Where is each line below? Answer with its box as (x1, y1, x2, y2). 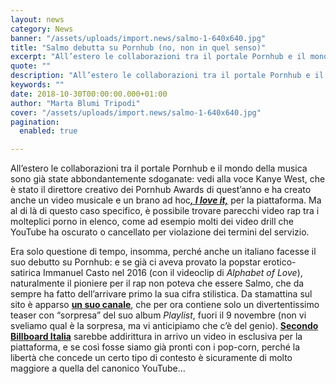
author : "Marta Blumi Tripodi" (10, 98, 141, 108)
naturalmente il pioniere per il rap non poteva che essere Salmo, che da (10, 277, 305, 290)
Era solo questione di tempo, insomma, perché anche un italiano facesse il (10, 246, 317, 258)
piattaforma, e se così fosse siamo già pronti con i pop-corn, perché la (10, 341, 301, 353)
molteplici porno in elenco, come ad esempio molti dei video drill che (10, 216, 295, 228)
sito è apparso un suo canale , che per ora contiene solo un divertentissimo (10, 299, 320, 311)
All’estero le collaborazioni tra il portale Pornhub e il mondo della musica (10, 162, 308, 175)
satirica (10, 267, 42, 279)
